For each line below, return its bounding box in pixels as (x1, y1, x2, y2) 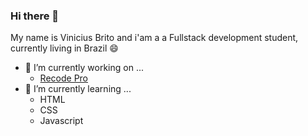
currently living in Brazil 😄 (10, 42, 119, 54)
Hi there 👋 (10, 9, 60, 23)
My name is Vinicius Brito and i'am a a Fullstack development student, (10, 32, 299, 44)
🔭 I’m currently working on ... (24, 62, 144, 74)
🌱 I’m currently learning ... (24, 83, 132, 95)
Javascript (39, 115, 84, 127)
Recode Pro (39, 72, 88, 84)
